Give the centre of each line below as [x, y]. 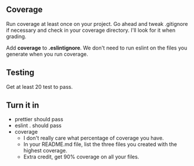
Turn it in [23, 105]
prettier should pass [39, 119]
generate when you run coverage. [47, 54]
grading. [16, 36]
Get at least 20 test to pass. [39, 87]
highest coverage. [45, 151]
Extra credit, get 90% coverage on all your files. [81, 157]
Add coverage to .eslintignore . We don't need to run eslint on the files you [97, 48]
